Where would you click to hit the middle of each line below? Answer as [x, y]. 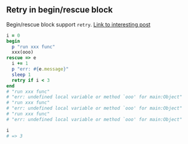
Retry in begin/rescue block [60, 10]
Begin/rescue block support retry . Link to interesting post [79, 24]
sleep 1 [21, 75]
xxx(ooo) [23, 52]
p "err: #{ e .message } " [40, 69]
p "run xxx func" [34, 47]
